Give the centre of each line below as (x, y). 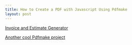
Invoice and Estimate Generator (37, 28)
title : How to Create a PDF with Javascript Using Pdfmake (66, 9)
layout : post (18, 14)
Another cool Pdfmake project (35, 37)
